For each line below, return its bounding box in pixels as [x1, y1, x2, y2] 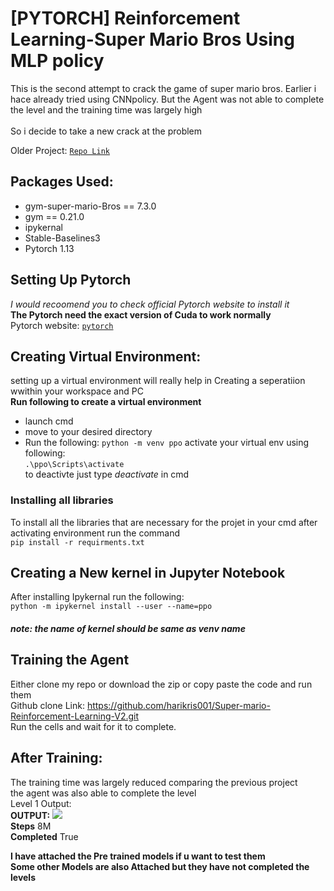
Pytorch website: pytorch [10, 319, 114, 331]
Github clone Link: [10, 699, 85, 711]
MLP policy [10, 50, 105, 72]
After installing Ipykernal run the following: [10, 591, 185, 603]
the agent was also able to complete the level [10, 787, 197, 799]
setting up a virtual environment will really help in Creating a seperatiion [10, 375, 306, 387]
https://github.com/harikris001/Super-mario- [86, 699, 271, 711]
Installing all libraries [10, 493, 114, 507]
